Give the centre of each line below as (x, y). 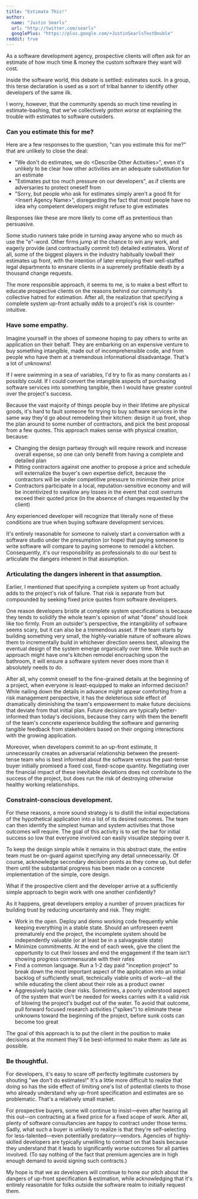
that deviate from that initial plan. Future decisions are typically (83, 710)
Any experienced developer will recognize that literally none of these (90, 516)
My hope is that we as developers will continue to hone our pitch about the (97, 1172)
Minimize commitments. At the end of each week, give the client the (97, 947)
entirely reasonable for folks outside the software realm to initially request (96, 1185)
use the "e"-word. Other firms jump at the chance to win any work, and (92, 242)
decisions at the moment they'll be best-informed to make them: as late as (97, 1040)
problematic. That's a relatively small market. (61, 1099)
